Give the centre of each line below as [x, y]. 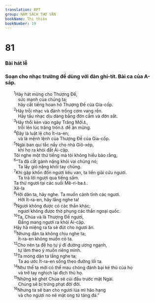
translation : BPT [23, 10]
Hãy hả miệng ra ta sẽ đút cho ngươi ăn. [54, 227]
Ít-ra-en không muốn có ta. [45, 239]
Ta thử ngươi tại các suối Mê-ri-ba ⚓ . [51, 183]
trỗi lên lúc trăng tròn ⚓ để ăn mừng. [54, 127]
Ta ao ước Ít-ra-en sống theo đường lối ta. [60, 262]
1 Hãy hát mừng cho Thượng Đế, [46, 94]
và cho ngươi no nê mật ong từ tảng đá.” [59, 295]
